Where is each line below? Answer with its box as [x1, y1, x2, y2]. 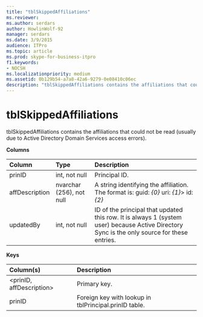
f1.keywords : [6, 59, 39, 65]
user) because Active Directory [94, 220, 183, 229]
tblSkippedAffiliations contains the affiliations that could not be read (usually [6, 128, 196, 135]
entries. [94, 235, 116, 244]
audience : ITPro [6, 43, 47, 49]
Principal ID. [94, 171, 129, 179]
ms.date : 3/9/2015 [6, 37, 53, 43]
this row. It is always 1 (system [94, 213, 182, 221]
